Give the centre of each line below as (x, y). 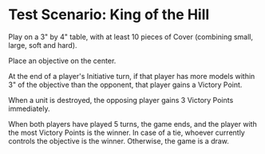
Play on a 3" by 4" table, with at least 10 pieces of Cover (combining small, (131, 37)
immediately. (29, 109)
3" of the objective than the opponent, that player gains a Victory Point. (125, 85)
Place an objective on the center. (62, 61)
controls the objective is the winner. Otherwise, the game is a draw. (119, 140)
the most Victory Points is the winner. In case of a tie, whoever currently (127, 132)
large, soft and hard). (43, 45)
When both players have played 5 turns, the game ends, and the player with (132, 124)
